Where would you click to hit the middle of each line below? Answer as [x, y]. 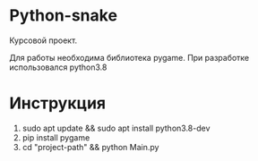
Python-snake [64, 16]
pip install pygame [56, 137]
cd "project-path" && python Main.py [90, 147]
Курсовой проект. [43, 40]
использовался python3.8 [58, 67]
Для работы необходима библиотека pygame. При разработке [129, 57]
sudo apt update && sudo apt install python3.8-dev [116, 128]
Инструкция [57, 103]
